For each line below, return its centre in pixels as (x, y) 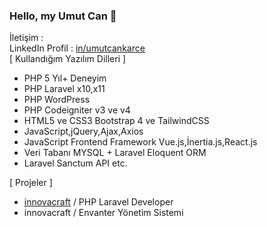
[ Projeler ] (31, 183)
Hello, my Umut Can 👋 (63, 16)
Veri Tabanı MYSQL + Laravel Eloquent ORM (115, 153)
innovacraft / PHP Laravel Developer (98, 202)
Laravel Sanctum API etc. (75, 163)
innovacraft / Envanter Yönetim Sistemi (103, 213)
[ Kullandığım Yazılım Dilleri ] (68, 59)
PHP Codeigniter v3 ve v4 (77, 110)
